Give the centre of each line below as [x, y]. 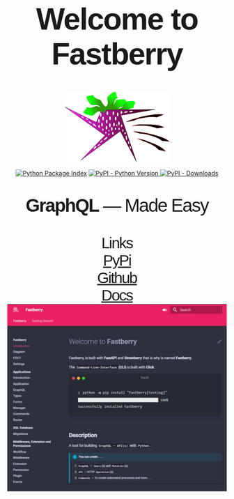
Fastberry [117, 54]
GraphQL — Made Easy [117, 205]
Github [117, 277]
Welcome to [117, 19]
